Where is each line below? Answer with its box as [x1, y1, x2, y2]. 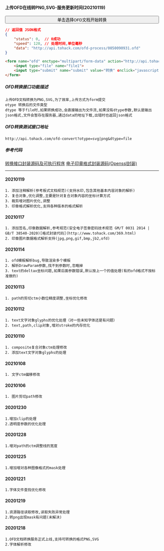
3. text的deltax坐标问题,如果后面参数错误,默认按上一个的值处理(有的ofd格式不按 [5, 268, 152, 273]
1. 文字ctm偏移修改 [5, 372, 41, 377]
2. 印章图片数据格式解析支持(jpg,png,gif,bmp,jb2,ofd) [5, 236, 110, 241]
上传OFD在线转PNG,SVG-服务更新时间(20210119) [5, 4, 106, 10]
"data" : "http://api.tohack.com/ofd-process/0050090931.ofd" [14, 45, 141, 51]
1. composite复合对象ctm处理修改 [5, 345, 67, 350]
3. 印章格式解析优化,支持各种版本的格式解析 [5, 204, 83, 209]
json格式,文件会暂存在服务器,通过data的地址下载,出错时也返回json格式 [5, 113, 133, 118]
